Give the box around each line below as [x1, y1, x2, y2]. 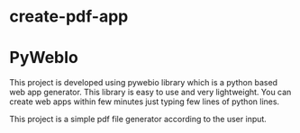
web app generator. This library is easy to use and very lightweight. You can [9, 87, 292, 98]
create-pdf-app [9, 6, 129, 27]
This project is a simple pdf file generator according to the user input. [9, 114, 268, 125]
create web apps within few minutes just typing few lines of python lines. [9, 96, 280, 107]
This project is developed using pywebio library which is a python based [9, 77, 277, 88]
